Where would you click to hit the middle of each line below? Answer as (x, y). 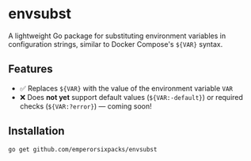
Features (30, 69)
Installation (36, 131)
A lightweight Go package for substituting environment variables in (117, 36)
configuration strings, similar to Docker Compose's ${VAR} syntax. (116, 44)
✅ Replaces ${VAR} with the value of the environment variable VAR (126, 88)
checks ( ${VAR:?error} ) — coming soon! (86, 106)
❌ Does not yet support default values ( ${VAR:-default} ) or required (131, 97)
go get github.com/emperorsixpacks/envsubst (83, 149)
